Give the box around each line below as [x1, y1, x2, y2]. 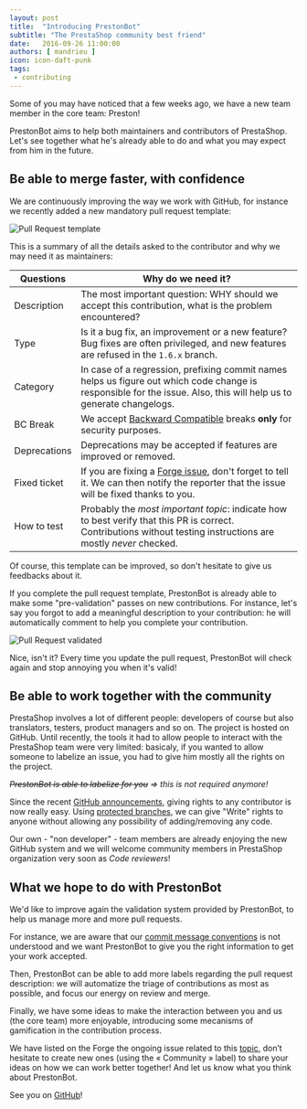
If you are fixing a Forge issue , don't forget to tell [80, 464, 290, 477]
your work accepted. [9, 951, 88, 962]
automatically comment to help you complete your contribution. [9, 616, 249, 627]
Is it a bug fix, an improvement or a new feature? [80, 325, 288, 338]
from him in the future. [9, 144, 94, 155]
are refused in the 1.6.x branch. [80, 348, 217, 361]
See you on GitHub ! [9, 1090, 83, 1101]
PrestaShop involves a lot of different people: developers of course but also [9, 712, 294, 723]
